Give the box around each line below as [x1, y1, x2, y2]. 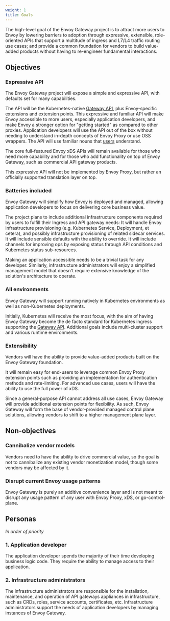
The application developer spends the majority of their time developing [5, 553, 155, 559]
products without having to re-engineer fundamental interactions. [19, 48, 157, 54]
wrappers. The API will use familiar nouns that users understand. [5, 138, 141, 144]
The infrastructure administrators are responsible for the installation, [5, 588, 149, 594]
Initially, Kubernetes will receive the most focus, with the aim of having [5, 313, 154, 319]
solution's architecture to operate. [5, 273, 77, 279]
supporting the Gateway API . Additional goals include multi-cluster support [5, 324, 163, 330]
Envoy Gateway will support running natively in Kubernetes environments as [5, 297, 165, 304]
